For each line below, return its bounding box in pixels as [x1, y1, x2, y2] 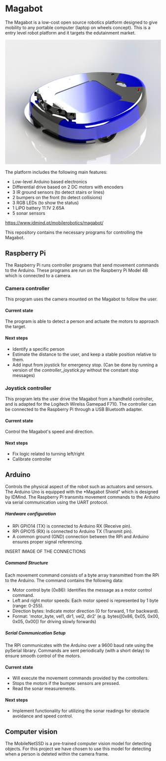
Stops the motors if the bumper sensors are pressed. [12, 680, 120, 686]
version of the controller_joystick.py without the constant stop [12, 367, 139, 373]
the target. [5, 324, 26, 330]
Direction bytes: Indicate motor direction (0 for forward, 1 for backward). [12, 608, 160, 614]
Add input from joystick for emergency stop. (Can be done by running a [12, 362, 158, 368]
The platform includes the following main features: [5, 169, 108, 175]
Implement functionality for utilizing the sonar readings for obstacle [12, 708, 150, 714]
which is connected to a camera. [5, 272, 72, 278]
